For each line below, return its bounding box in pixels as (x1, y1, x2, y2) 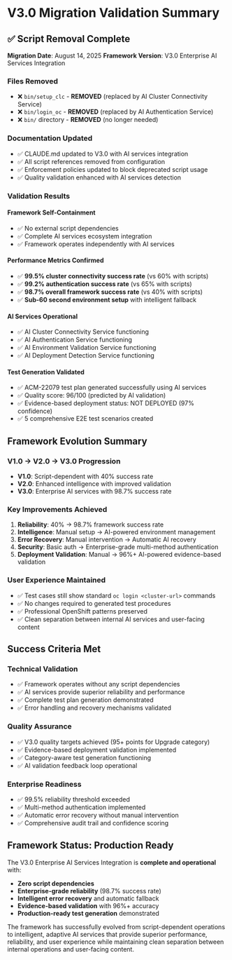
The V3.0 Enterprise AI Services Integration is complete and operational (7, 858, 217, 867)
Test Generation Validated (7, 367, 85, 376)
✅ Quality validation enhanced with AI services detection (17, 173, 182, 182)
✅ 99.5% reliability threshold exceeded (17, 795, 131, 804)
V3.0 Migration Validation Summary (7, 5, 220, 21)
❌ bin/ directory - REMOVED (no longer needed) (17, 116, 159, 124)
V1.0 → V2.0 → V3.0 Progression (7, 456, 121, 466)
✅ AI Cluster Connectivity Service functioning (17, 327, 149, 336)
